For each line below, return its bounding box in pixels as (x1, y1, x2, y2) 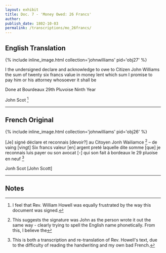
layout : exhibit (5, 7, 39, 12)
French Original (5, 115, 54, 124)
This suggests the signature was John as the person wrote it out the (12, 217, 151, 222)
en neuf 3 (5, 155, 25, 162)
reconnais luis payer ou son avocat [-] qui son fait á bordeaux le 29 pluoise (5, 150, 158, 156)
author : (5, 16, 21, 21)
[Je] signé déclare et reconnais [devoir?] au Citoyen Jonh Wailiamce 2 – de (5, 139, 157, 145)
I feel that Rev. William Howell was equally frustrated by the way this (12, 202, 151, 208)
